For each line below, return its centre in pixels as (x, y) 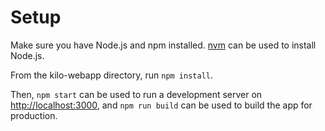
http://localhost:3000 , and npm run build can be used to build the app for (161, 105)
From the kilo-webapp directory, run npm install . (112, 75)
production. (34, 115)
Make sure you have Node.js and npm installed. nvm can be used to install (163, 45)
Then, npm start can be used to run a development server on (136, 94)
